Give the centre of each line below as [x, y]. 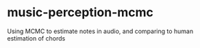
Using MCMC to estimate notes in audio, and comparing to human [100, 31]
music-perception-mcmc [80, 13]
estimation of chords [36, 38]
